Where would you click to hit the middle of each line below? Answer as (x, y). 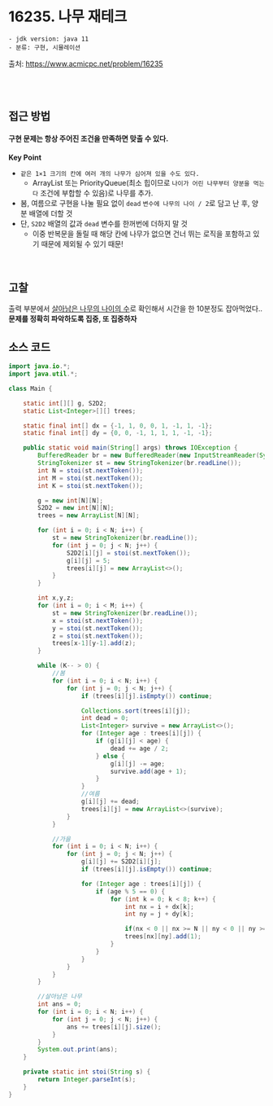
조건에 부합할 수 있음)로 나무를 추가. (97, 193)
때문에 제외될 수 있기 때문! (82, 244)
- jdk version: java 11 (49, 39)
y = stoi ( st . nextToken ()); (97, 628)
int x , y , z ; (56, 598)
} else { (110, 756)
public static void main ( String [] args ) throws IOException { (130, 448)
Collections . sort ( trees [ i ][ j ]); (136, 711)
